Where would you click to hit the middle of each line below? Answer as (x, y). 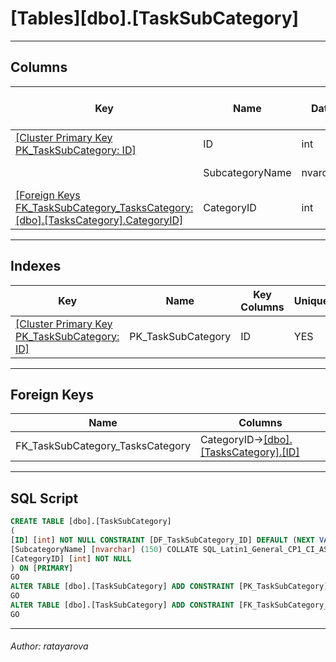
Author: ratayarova (49, 646)
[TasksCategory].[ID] (249, 452)
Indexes (36, 266)
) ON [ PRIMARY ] (42, 568)
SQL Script (44, 498)
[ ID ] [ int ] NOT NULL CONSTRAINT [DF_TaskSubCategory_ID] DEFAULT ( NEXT (162, 540)
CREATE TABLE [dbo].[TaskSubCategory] (91, 522)
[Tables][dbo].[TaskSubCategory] (155, 18)
